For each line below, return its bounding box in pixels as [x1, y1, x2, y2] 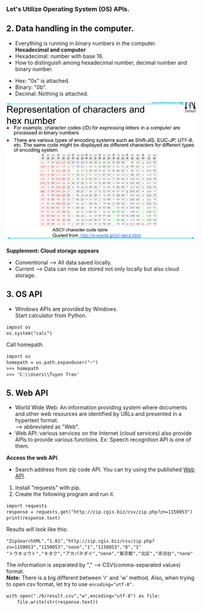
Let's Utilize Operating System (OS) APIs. [6, 5, 130, 13]
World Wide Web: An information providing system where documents [14, 404, 188, 411]
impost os [6, 324, 31, 330]
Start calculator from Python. [14, 311, 87, 319]
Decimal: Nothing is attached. [14, 90, 89, 97]
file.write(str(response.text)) [17, 599, 98, 606]
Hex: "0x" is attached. [14, 77, 70, 84]
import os [6, 353, 31, 359]
